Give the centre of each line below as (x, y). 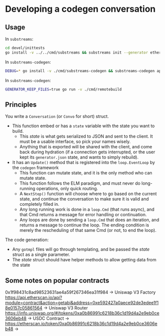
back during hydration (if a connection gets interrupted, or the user (87, 152)
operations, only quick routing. (67, 189)
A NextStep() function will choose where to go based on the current (88, 194)
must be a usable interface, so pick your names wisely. (75, 141)
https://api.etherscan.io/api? (34, 298)
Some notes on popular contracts (57, 280)
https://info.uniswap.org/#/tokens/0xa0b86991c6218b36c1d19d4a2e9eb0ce (82, 313)
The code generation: (27, 240)
